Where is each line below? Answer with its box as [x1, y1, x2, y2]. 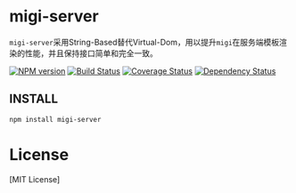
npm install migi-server [9, 115, 102, 124]
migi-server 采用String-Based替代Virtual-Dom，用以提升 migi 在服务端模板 [9, 36, 280, 47]
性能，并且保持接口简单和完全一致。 [24, 47, 158, 59]
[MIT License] [9, 173, 61, 184]
